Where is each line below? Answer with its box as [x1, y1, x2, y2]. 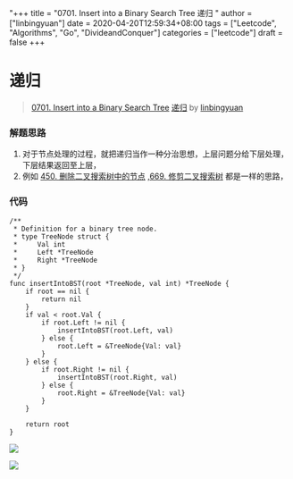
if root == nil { [25, 287, 90, 296]
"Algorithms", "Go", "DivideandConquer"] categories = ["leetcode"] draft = [9, 28, 283, 38]
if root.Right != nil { [41, 365, 130, 374]
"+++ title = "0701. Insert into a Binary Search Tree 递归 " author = [9, 8, 253, 18]
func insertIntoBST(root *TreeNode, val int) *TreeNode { [9, 279, 230, 288]
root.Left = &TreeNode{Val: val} [56, 341, 181, 350]
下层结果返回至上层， [21, 160, 101, 171]
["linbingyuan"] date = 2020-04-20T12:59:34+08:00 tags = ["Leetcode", [9, 18, 277, 29]
